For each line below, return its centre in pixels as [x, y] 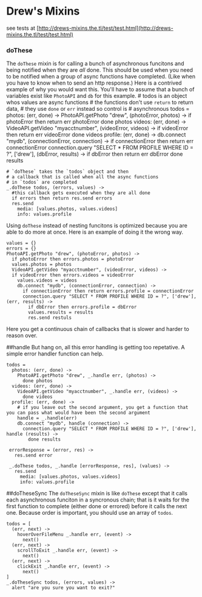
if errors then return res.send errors [62, 198]
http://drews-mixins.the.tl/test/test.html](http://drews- [106, 28]
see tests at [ [22, 28]
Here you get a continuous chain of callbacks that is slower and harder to [98, 329]
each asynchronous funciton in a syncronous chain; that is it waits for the [98, 500]
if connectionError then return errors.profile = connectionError [108, 291]
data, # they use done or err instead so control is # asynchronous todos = [98, 109]
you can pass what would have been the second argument [78, 413]
